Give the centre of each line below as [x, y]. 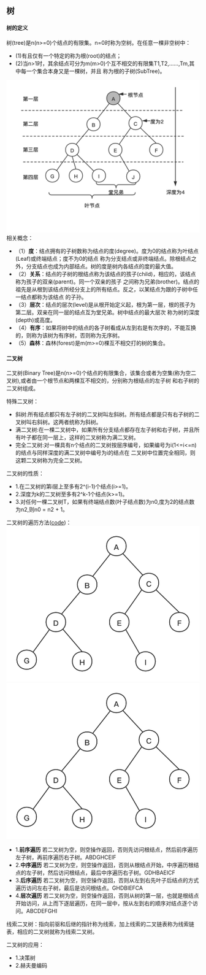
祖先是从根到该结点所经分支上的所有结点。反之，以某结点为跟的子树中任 [106, 290]
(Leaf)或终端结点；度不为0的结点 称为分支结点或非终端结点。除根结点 [103, 259]
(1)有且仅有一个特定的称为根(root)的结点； [68, 56]
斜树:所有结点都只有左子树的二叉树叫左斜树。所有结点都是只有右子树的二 [107, 414]
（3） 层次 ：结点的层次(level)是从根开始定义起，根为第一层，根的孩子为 [105, 305]
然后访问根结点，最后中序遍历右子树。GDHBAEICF [112, 873]
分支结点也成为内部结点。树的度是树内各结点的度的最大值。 [101, 266]
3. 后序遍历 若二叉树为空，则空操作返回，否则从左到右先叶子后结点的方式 [107, 880]
